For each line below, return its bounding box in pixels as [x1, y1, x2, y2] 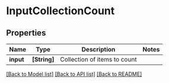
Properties [6, 28, 46, 38]
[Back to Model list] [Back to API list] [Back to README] [6, 71, 142, 78]
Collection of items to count [60, 55, 138, 63]
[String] [31, 55, 55, 63]
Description [81, 46, 116, 53]
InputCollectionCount [6, 4, 115, 18]
